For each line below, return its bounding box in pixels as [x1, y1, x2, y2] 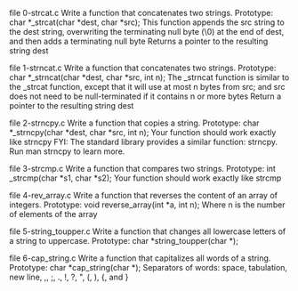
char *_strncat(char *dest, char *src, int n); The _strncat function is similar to [9, 72, 290, 83]
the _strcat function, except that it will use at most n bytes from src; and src [9, 82, 286, 92]
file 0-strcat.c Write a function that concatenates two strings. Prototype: [9, 8, 274, 18]
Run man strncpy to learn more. [9, 146, 125, 157]
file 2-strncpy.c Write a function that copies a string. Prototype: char [9, 117, 260, 128]
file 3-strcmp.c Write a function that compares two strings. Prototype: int [9, 164, 276, 174]
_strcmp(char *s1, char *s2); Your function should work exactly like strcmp [9, 173, 282, 183]
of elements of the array [9, 209, 98, 219]
